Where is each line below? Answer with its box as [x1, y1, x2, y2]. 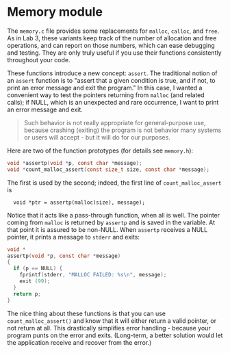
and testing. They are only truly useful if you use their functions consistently [7, 49, 222, 57]
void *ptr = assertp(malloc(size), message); [13, 199, 146, 206]
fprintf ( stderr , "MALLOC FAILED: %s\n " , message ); [19, 272, 167, 278]
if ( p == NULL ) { [13, 265, 63, 272]
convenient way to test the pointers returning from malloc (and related [7, 90, 205, 99]
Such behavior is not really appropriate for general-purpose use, [23, 118, 206, 127]
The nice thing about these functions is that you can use [7, 309, 166, 317]
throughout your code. [7, 55, 71, 64]
